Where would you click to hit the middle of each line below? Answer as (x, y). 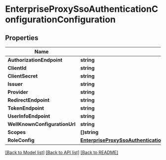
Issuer (15, 84)
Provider (18, 92)
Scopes (17, 132)
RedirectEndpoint (29, 100)
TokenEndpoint (26, 108)
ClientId (17, 68)
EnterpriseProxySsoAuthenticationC (82, 9)
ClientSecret (23, 76)
